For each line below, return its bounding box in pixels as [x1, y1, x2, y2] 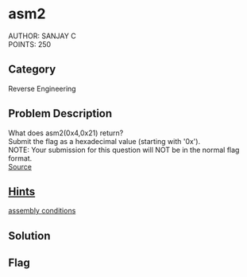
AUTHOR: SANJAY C [8, 31, 77, 41]
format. [8, 153, 33, 163]
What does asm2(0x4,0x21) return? [8, 128, 124, 138]
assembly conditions [8, 206, 76, 216]
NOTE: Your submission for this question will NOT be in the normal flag [8, 145, 240, 154]
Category [8, 63, 56, 76]
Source [8, 162, 32, 171]
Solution [8, 228, 51, 243]
